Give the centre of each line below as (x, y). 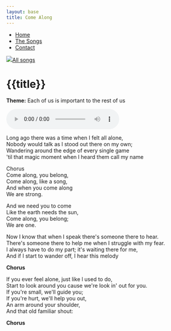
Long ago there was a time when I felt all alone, (65, 138)
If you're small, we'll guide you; (45, 292)
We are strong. (25, 194)
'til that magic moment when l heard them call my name (75, 157)
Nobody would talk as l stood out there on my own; (70, 144)
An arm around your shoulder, (43, 305)
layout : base (23, 12)
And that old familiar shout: (40, 311)
